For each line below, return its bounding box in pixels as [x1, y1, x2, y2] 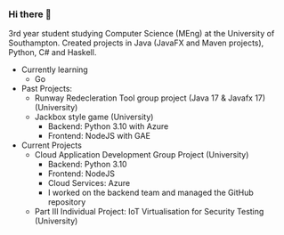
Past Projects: [20, 84, 73, 94]
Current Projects [20, 140, 82, 150]
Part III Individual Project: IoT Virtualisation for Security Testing [34, 207, 264, 217]
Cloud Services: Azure [47, 178, 131, 189]
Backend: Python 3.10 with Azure [47, 121, 169, 132]
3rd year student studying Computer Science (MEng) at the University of [8, 28, 275, 39]
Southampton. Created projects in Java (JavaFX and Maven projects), [8, 37, 264, 48]
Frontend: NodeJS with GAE [47, 131, 150, 142]
